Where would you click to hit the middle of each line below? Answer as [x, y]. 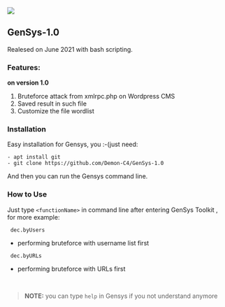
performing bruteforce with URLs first [71, 269]
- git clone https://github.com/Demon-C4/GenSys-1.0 [86, 164]
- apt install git [34, 157]
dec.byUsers [28, 230]
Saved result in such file [52, 103]
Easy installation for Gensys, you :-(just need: [73, 144]
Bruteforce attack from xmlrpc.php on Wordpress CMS [96, 97]
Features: [24, 67]
